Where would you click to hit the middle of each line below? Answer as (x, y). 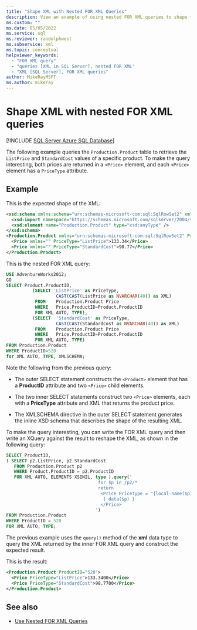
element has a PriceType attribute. (47, 171)
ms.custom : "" (23, 22)
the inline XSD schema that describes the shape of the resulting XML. (98, 421)
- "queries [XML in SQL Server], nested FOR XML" (73, 66)
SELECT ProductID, (28, 455)
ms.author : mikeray (30, 83)
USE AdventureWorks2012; (36, 274)
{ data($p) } (119, 499)
